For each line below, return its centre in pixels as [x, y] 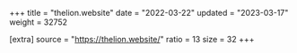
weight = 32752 [39, 22]
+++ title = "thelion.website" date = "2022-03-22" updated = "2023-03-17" [149, 13]
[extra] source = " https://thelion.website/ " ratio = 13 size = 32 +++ [132, 39]
